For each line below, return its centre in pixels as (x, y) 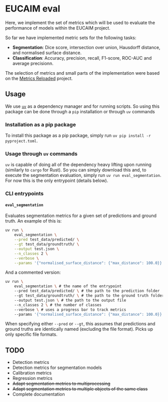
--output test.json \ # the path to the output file (70, 300)
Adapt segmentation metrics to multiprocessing (61, 383)
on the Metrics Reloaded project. (39, 78)
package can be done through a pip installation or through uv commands (80, 111)
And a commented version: (33, 272)
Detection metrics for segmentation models (57, 368)
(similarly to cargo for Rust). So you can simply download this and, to (76, 170)
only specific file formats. (31, 334)
